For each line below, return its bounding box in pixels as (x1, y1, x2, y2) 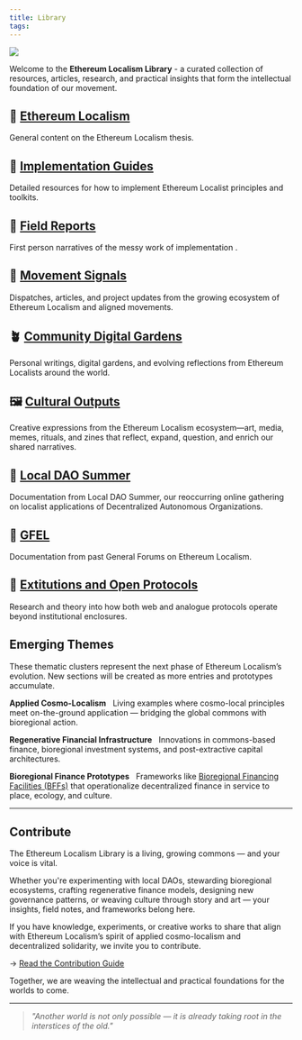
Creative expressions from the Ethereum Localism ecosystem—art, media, (9, 423, 285, 433)
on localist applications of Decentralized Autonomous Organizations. (9, 501, 263, 512)
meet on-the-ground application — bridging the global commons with (9, 707, 267, 717)
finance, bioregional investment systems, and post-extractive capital (9, 744, 263, 754)
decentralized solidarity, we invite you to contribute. (9, 941, 201, 952)
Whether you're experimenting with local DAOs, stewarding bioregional (9, 875, 272, 886)
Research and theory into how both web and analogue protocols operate (9, 601, 279, 612)
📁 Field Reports (9, 218, 96, 233)
